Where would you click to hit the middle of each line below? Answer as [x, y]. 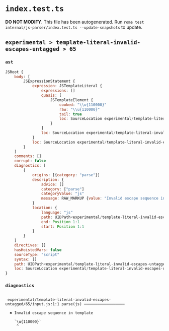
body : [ [22, 77]
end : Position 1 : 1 [60, 222]
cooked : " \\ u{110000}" [83, 105]
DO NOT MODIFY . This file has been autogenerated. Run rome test [75, 22]
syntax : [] [26, 259]
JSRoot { [14, 72]
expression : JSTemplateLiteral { [67, 86]
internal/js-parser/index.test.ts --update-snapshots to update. [74, 27]
